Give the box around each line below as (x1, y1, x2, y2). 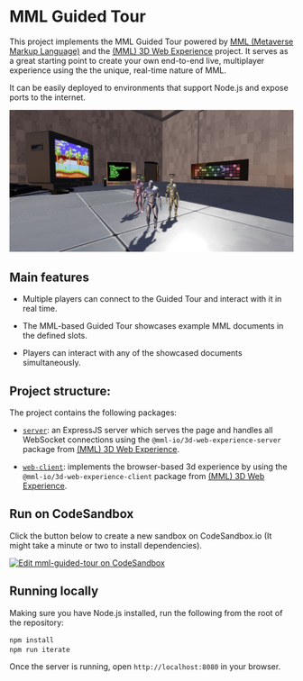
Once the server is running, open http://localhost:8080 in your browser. (9, 661, 281, 672)
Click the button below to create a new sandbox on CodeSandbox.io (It (9, 530, 272, 541)
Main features (9, 269, 90, 285)
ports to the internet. (9, 92, 86, 103)
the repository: (9, 617, 65, 628)
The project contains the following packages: (9, 407, 178, 418)
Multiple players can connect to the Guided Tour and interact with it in (22, 294, 282, 304)
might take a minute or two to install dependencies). (9, 540, 203, 550)
